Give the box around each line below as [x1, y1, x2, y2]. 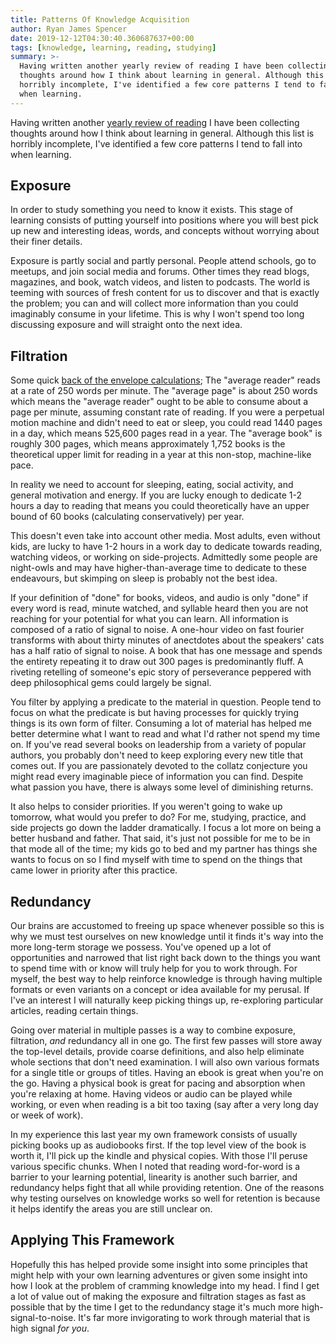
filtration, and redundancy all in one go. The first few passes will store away [10, 1035, 323, 1047]
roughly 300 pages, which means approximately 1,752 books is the [10, 438, 286, 450]
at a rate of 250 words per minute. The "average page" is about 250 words [10, 385, 318, 397]
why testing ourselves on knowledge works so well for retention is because [10, 1192, 321, 1205]
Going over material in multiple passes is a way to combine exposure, [10, 1024, 296, 1036]
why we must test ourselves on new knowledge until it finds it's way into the [10, 931, 324, 943]
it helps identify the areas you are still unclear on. [10, 1203, 213, 1215]
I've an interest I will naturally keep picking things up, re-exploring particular [10, 994, 324, 1006]
